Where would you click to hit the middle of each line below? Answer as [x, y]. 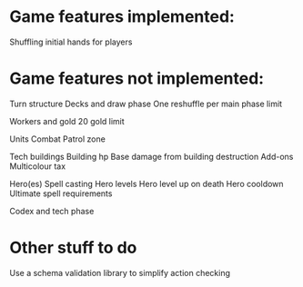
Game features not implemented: [137, 79]
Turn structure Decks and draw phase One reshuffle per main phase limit [146, 104]
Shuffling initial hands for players [71, 42]
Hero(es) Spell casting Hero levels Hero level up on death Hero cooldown [146, 183]
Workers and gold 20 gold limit [67, 121]
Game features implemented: [122, 17]
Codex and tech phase [52, 211]
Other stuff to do [73, 248]
